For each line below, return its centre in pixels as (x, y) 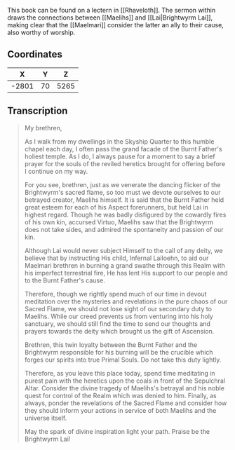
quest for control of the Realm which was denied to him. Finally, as (120, 395)
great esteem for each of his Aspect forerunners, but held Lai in (116, 207)
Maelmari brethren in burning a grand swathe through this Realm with (125, 265)
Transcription (38, 111)
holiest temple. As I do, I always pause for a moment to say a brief (120, 156)
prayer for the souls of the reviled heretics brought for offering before (125, 163)
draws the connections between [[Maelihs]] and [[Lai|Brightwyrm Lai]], (110, 18)
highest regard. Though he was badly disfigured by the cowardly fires (125, 214)
